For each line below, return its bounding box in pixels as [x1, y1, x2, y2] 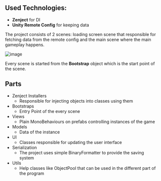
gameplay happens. [5, 41, 45, 48]
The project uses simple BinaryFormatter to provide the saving [19, 149, 145, 155]
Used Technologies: [5, 4, 67, 12]
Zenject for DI [12, 17, 40, 22]
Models [12, 124, 28, 129]
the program [19, 170, 45, 176]
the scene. [5, 66, 26, 72]
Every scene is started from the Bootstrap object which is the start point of [5, 60, 155, 66]
